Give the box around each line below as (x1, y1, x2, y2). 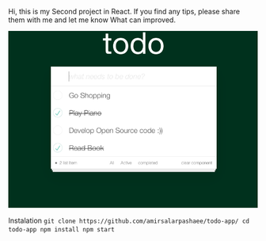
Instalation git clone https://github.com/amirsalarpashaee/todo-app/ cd (8, 216, 249, 225)
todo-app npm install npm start (8, 226, 115, 234)
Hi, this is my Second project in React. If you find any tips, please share (8, 7, 240, 16)
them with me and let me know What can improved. (8, 15, 177, 25)
